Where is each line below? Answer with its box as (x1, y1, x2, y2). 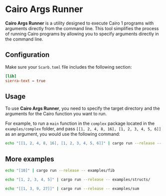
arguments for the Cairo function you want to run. (5, 111, 107, 117)
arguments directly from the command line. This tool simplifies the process (5, 25, 159, 31)
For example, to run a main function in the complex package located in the (5, 120, 155, 126)
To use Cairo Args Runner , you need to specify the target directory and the (5, 105, 161, 111)
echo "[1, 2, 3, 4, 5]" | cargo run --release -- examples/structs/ (5, 177, 151, 182)
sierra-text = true (5, 78, 46, 83)
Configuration (5, 51, 50, 59)
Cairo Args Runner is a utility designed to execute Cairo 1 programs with (5, 20, 154, 26)
